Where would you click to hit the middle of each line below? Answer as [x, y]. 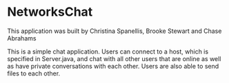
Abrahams [22, 38]
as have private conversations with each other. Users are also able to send [113, 66]
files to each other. [34, 73]
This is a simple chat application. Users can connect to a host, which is [108, 51]
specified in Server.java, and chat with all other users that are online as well [114, 58]
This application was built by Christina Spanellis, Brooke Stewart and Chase [114, 31]
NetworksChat [50, 12]
